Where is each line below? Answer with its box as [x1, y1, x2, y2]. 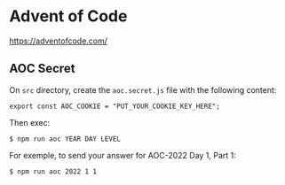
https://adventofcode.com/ [9, 35, 108, 46]
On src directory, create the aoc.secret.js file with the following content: [9, 84, 277, 95]
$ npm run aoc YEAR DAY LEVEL [9, 135, 122, 143]
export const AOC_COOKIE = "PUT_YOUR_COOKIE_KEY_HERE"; [9, 102, 220, 111]
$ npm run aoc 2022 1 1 [9, 166, 98, 176]
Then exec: [9, 117, 51, 127]
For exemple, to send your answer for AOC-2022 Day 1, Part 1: [9, 150, 237, 160]
